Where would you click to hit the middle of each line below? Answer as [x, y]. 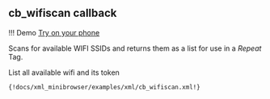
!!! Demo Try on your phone [54, 32]
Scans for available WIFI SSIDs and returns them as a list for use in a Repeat [135, 48]
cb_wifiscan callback [63, 13]
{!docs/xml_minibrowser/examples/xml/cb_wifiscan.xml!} [104, 87]
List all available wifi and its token [64, 72]
